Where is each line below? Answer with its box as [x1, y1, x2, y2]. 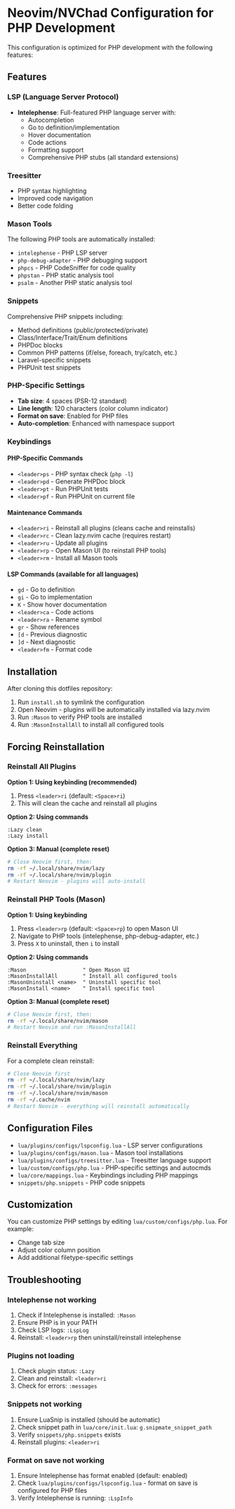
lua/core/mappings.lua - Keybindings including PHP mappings [17, 1171, 199, 1179]
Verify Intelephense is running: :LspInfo [17, 1494, 133, 1503]
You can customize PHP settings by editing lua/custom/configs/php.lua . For [7, 1217, 228, 1225]
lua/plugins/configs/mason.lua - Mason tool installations [17, 1148, 184, 1157]
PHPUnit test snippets [17, 363, 81, 371]
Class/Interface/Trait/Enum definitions [17, 333, 128, 342]
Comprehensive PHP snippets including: [7, 312, 124, 321]
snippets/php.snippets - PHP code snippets [17, 1178, 145, 1187]
